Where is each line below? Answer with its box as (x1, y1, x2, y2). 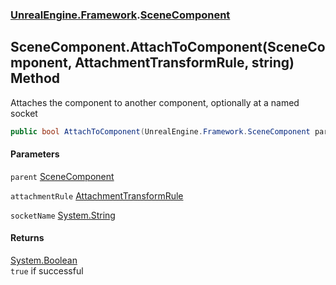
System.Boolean (10, 254, 78, 267)
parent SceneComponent (10, 170, 115, 182)
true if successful (10, 265, 84, 277)
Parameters (10, 148, 60, 160)
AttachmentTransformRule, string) (74, 54, 295, 72)
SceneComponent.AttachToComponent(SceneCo (10, 39, 326, 56)
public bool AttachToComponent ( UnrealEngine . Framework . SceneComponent (10, 126, 311, 137)
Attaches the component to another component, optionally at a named (10, 96, 300, 108)
